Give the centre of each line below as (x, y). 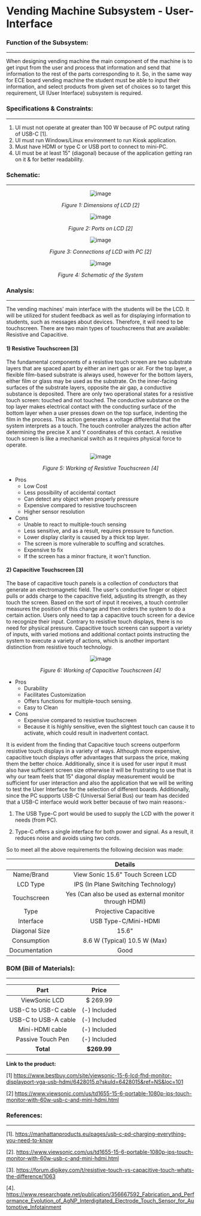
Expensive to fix (44, 550)
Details (125, 864)
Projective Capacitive (125, 911)
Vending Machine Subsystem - (85, 11)
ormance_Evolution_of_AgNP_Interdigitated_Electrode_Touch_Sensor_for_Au (100, 1201)
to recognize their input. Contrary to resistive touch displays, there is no (95, 621)
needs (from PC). (36, 820)
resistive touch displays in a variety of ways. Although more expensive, (94, 751)
